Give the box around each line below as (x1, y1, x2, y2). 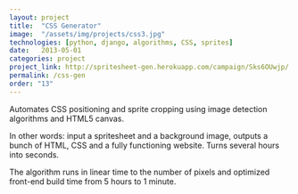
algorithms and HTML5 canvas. (9, 113, 125, 124)
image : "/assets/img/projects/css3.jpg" (9, 29, 166, 38)
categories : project (9, 54, 87, 63)
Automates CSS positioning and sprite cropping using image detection (9, 103, 268, 114)
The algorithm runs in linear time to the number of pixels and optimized (9, 166, 270, 177)
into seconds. (9, 149, 60, 160)
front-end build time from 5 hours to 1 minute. (9, 175, 177, 187)
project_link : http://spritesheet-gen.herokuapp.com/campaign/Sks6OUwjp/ (9, 63, 290, 72)
